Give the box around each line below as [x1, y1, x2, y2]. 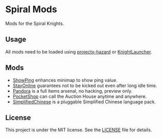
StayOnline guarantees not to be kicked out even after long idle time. [12, 82, 157, 89]
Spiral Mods [5, 4, 57, 15]
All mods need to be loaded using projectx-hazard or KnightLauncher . [5, 48, 152, 54]
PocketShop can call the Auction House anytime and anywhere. [12, 93, 147, 99]
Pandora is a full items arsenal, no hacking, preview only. [12, 88, 133, 94]
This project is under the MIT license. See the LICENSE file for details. [5, 127, 152, 133]
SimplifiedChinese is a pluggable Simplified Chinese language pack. [12, 98, 156, 105]
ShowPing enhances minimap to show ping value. [12, 77, 118, 83]
